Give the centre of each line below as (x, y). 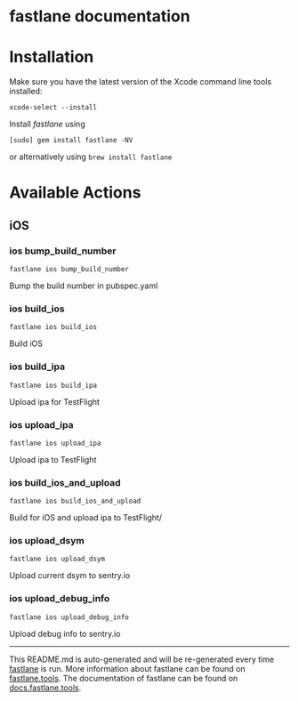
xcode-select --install (53, 108)
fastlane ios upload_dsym (57, 559)
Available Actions (75, 193)
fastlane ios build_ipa (53, 385)
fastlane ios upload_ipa (55, 443)
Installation (52, 57)
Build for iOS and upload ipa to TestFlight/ (86, 518)
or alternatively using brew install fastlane (91, 157)
